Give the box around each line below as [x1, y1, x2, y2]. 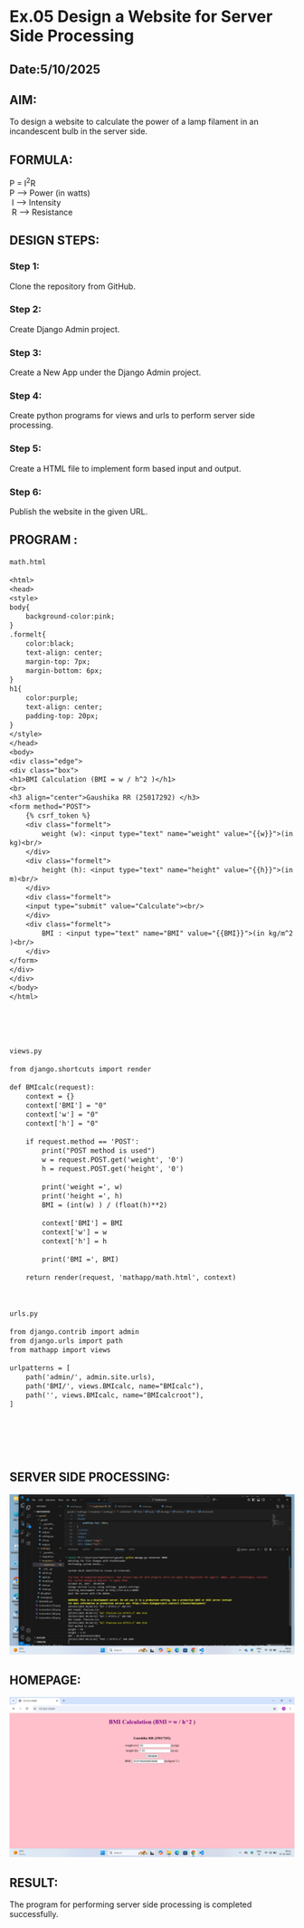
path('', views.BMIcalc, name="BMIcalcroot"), [25, 1390, 204, 1400]
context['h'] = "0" [25, 1118, 100, 1128]
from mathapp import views [9, 1345, 111, 1355]
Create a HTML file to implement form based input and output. [9, 463, 242, 474]
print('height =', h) [42, 1191, 124, 1201]
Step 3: [9, 346, 43, 359]
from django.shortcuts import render [9, 1064, 152, 1074]
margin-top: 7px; [25, 657, 91, 667]
